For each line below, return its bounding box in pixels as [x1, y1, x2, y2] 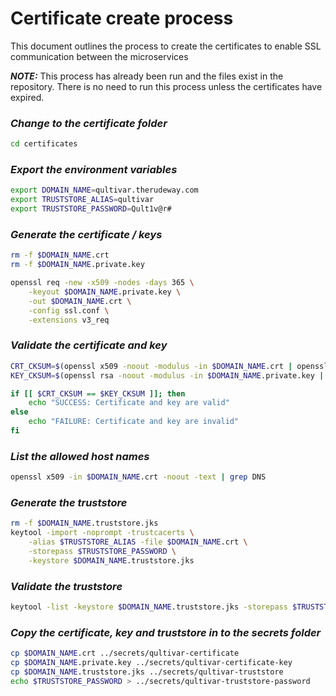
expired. [10, 91, 45, 103]
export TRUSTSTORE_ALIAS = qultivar [10, 195, 155, 205]
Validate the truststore [10, 579, 123, 593]
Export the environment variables [10, 163, 178, 177]
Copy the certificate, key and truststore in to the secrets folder [10, 625, 322, 639]
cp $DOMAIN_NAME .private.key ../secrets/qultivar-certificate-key [10, 658, 293, 668]
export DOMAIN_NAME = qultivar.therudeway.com [10, 185, 199, 196]
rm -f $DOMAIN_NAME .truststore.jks [10, 518, 159, 529]
